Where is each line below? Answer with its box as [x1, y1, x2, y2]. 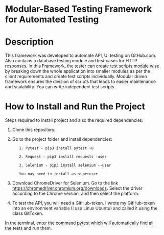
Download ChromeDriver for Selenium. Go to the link [12, 180, 118, 186]
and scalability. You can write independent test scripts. [5, 84, 116, 90]
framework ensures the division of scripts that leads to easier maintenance [5, 78, 156, 84]
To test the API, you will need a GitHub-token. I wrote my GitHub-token [12, 200, 155, 206]
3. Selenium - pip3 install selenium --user [19, 163, 111, 168]
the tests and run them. [5, 225, 52, 231]
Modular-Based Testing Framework [5, 3, 152, 15]
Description [5, 36, 54, 48]
